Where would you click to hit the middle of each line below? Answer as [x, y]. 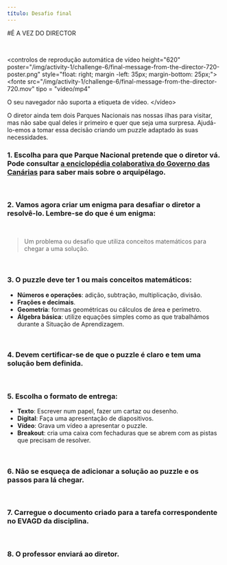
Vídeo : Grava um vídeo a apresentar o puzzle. [82, 426]
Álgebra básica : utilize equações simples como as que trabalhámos [113, 317]
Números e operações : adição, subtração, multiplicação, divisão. [109, 295]
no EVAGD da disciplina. [48, 521]
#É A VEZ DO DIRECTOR [42, 33]
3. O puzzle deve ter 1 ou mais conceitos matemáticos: [99, 280]
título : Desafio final [39, 13]
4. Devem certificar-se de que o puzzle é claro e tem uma [104, 355]
